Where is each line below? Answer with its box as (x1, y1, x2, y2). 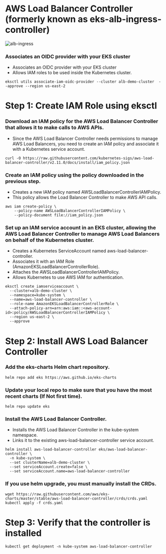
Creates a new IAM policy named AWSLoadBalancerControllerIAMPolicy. (12, 189, 162, 195)
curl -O (5, 155, 21, 161)
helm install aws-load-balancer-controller (5, 447, 97, 452)
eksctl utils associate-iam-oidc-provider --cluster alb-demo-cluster (5, 79, 155, 85)
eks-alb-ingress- (89, 13, 162, 25)
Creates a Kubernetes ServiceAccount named (12, 248, 106, 254)
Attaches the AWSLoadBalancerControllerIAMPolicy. (12, 269, 120, 275)
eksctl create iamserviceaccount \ (5, 284, 79, 289)
